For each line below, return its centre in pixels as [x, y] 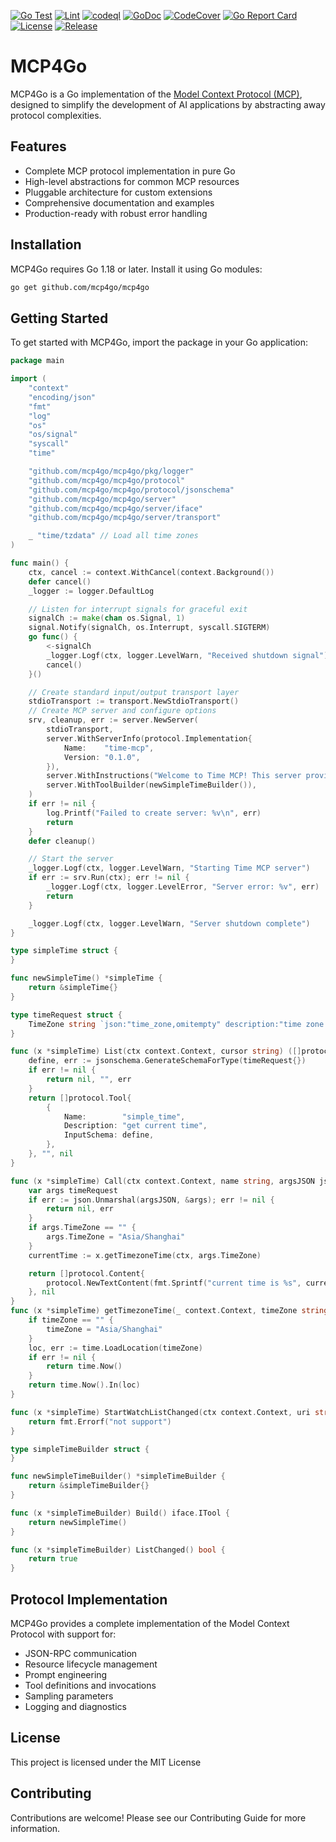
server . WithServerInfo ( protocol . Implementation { [149, 738]
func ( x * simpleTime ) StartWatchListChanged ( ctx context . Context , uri [160, 1412]
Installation [46, 245]
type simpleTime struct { [64, 951]
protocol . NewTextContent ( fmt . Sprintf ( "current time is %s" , [174, 1283]
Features [38, 146]
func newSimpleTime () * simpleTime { [86, 978]
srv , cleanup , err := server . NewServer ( [113, 720]
